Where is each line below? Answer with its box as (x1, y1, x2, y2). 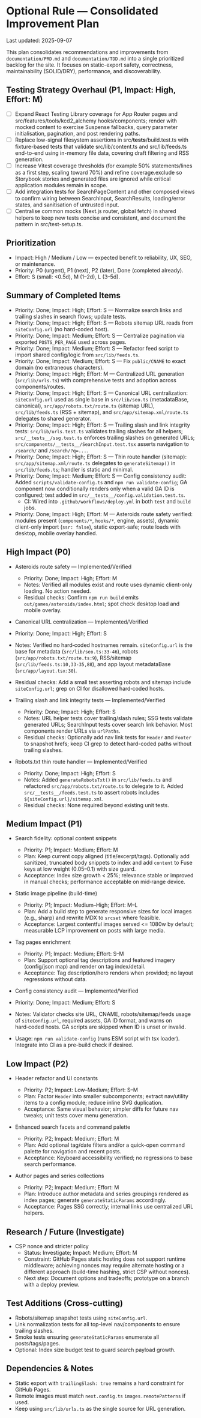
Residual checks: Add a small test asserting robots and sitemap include (14, 678, 191, 685)
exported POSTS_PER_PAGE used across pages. (14, 338, 127, 346)
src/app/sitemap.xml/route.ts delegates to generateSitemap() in (14, 459, 176, 466)
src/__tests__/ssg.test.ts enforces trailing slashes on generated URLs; (14, 434, 195, 441)
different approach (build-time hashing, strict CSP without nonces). (23, 1268, 190, 1275)
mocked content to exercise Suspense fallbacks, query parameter (14, 123, 178, 130)
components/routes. (14, 383, 65, 390)
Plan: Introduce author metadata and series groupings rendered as (23, 1190, 189, 1198)
